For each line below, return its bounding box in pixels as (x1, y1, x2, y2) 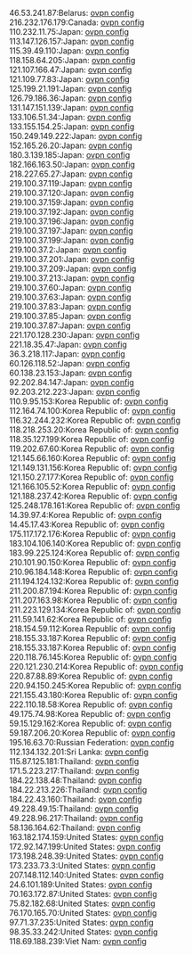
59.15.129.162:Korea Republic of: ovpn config (9, 718, 172, 729)
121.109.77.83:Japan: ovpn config (9, 74, 131, 84)
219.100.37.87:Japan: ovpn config (9, 320, 131, 331)
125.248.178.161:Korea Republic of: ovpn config (9, 500, 180, 511)
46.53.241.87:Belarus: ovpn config (9, 8, 135, 18)
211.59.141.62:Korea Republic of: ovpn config (9, 614, 172, 624)
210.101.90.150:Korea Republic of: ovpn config (9, 557, 177, 567)
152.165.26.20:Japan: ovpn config (9, 140, 133, 151)
